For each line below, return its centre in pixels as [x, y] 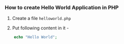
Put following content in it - [40, 28]
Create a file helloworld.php [41, 18]
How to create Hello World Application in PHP [62, 7]
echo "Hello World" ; [36, 37]
